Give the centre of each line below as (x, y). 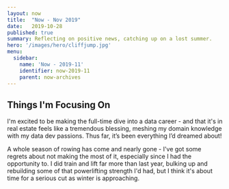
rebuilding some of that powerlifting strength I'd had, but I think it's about (110, 171)
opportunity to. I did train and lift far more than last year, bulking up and (108, 164)
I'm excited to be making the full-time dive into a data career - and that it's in (115, 121)
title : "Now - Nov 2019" (44, 20)
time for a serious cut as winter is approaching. (73, 178)
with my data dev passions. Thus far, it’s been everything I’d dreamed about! (114, 136)
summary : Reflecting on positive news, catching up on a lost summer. (110, 39)
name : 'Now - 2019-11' (52, 64)
